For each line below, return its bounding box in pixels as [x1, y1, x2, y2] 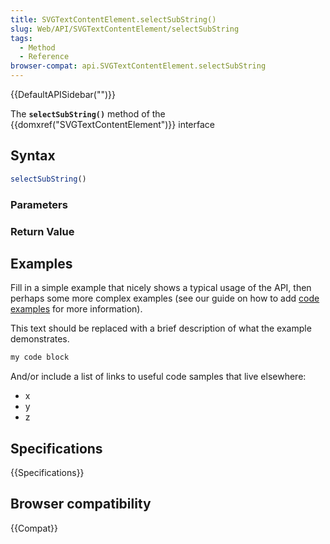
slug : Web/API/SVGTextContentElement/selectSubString [10, 24, 240, 34]
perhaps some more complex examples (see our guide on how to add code [10, 292, 320, 305]
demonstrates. [10, 333, 70, 345]
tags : [10, 33, 33, 43]
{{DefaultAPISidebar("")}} [10, 89, 116, 100]
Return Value [10, 224, 75, 238]
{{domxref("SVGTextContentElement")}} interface [10, 119, 215, 130]
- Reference [19, 52, 70, 62]
